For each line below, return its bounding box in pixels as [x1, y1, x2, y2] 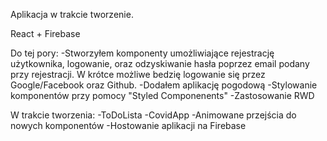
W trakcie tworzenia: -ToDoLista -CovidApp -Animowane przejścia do [10, 109, 297, 121]
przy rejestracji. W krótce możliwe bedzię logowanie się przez [10, 69, 266, 80]
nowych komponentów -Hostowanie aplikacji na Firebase [10, 120, 247, 131]
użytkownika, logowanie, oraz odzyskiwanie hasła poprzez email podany [10, 58, 310, 69]
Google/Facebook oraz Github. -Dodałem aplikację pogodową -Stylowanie [10, 79, 318, 91]
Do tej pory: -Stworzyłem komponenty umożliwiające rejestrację [10, 47, 275, 59]
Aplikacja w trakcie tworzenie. [10, 9, 134, 20]
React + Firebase [10, 28, 81, 39]
